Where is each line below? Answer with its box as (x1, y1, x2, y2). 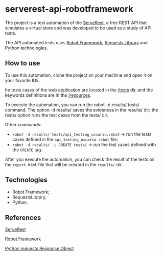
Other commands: (5, 121, 42, 127)
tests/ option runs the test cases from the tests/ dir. (5, 112, 109, 118)
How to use (5, 59, 40, 67)
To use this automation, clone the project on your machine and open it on (5, 72, 153, 78)
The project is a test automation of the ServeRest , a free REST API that (5, 20, 147, 26)
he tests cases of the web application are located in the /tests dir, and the (5, 87, 153, 93)
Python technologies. (5, 45, 48, 51)
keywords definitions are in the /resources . (5, 92, 92, 98)
